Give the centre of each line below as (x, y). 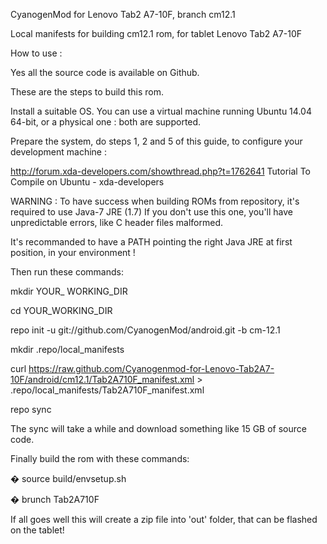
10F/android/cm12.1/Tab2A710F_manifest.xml (102, 379)
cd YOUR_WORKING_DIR (61, 310)
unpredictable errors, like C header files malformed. (117, 222)
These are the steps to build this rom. (87, 92)
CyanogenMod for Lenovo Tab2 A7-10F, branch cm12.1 (123, 14)
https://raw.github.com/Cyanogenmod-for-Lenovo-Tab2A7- (151, 368)
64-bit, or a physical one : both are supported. (106, 122)
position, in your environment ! (73, 252)
